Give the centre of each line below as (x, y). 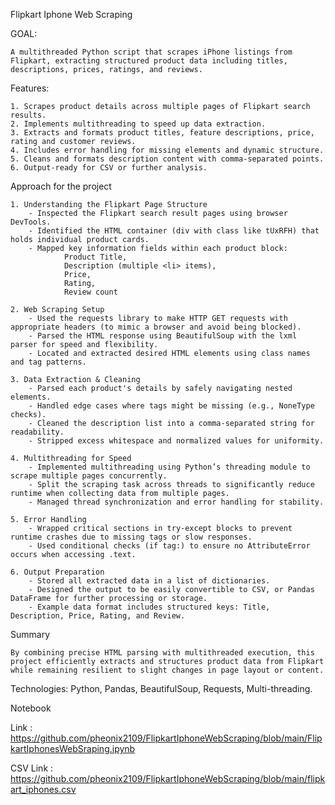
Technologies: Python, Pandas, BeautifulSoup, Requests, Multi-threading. (161, 688)
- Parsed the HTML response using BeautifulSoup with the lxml (163, 336)
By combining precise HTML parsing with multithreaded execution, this (162, 653)
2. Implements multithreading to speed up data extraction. (138, 124)
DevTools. (31, 222)
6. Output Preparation (57, 572)
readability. (37, 432)
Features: (30, 88)
